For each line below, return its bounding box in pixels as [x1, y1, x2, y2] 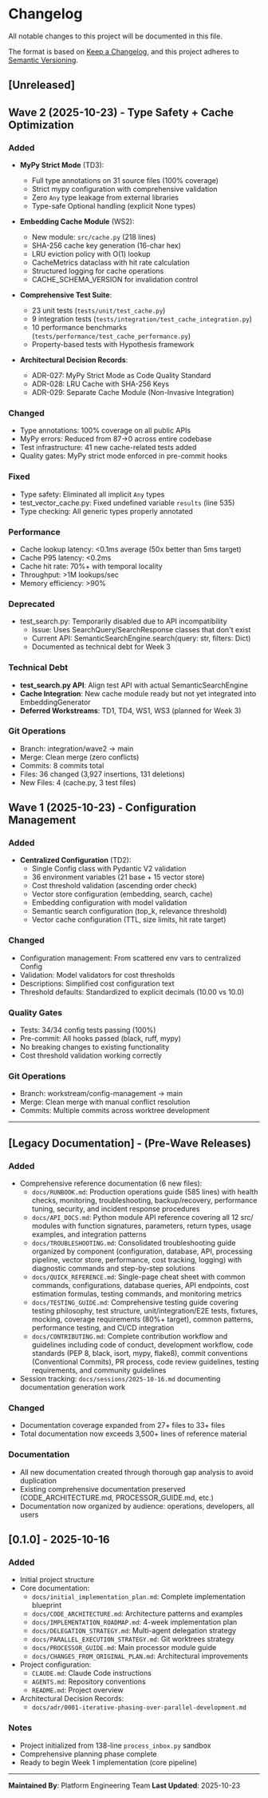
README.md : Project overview [31, 1685, 124, 1695]
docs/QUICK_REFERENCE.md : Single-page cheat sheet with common [31, 1272, 246, 1282]
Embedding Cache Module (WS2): [19, 217, 135, 226]
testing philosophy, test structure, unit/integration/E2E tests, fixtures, [31, 1306, 258, 1316]
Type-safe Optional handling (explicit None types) [31, 201, 196, 211]
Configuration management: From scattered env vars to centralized [19, 953, 242, 963]
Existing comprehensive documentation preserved [19, 1484, 186, 1493]
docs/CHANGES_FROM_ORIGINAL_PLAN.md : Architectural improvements [31, 1652, 249, 1661]
